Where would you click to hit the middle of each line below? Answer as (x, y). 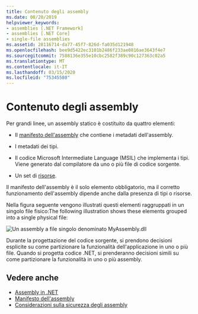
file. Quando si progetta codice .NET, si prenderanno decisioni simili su (92, 253)
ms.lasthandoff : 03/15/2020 (41, 72)
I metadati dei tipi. (36, 146)
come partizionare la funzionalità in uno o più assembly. (74, 259)
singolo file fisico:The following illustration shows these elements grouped (97, 212)
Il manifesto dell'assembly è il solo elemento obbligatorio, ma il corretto (93, 187)
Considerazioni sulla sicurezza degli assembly (71, 305)
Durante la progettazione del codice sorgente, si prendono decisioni (89, 241)
